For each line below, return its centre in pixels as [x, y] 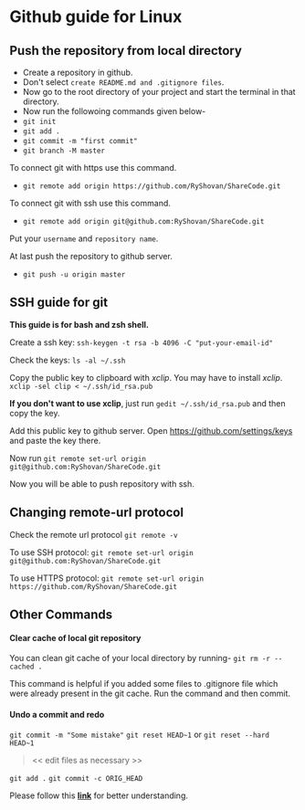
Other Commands [61, 615]
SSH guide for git [58, 303]
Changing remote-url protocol [97, 513]
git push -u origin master [74, 275]
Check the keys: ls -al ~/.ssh [68, 360]
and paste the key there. [55, 440]
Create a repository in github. [78, 72]
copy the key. [35, 413]
